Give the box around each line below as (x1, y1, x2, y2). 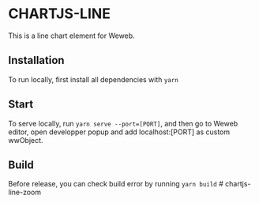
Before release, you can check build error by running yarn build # (8, 179, 223, 189)
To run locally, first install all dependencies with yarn (8, 74, 179, 84)
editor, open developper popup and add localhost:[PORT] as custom (8, 127, 231, 137)
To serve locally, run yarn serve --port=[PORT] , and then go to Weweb (8, 118, 238, 128)
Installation (8, 54, 65, 67)
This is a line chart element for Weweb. (8, 31, 136, 40)
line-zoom (8, 187, 42, 197)
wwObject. (8, 135, 43, 145)
